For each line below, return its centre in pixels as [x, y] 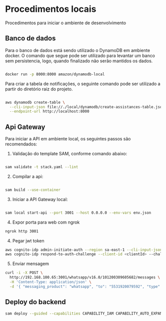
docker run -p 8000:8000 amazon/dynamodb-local [55, 74]
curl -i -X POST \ [24, 273]
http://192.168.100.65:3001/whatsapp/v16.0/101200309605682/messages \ [85, 277]
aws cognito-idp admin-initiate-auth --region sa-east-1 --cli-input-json [84, 250]
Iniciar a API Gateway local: [40, 199]
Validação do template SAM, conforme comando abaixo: [70, 154]
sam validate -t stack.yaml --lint [42, 167]
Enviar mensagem [31, 264]
